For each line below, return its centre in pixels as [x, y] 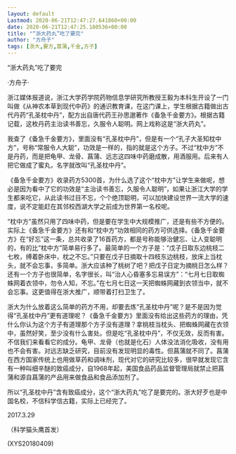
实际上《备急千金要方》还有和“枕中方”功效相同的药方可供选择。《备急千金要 [116, 230]
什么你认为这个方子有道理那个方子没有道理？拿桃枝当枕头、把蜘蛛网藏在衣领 [118, 324]
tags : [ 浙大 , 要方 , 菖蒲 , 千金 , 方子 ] [52, 46]
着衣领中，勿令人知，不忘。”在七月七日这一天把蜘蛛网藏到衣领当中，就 [121, 283]
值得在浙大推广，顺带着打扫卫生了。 [96, 292]
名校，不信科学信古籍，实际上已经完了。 [72, 401]
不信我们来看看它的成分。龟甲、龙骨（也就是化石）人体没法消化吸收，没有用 [118, 342]
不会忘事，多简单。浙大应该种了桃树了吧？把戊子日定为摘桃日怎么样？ [127, 265]
